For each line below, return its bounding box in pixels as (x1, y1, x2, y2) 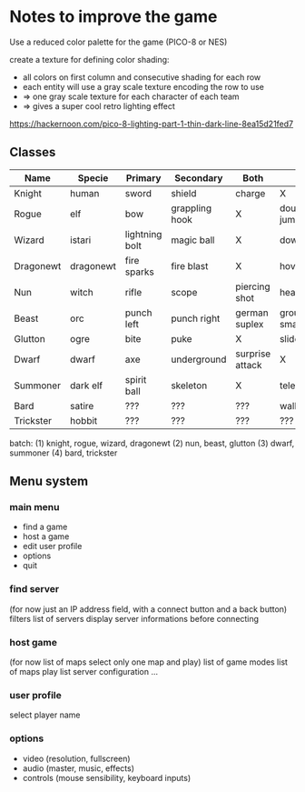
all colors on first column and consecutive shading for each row (22, 71, 261, 83)
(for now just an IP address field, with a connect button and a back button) (9, 603, 288, 615)
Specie (77, 171, 109, 184)
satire (69, 399, 94, 412)
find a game (22, 521, 68, 533)
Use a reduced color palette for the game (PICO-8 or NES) (9, 36, 228, 47)
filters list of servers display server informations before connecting (9, 613, 260, 624)
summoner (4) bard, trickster (9, 447, 118, 458)
